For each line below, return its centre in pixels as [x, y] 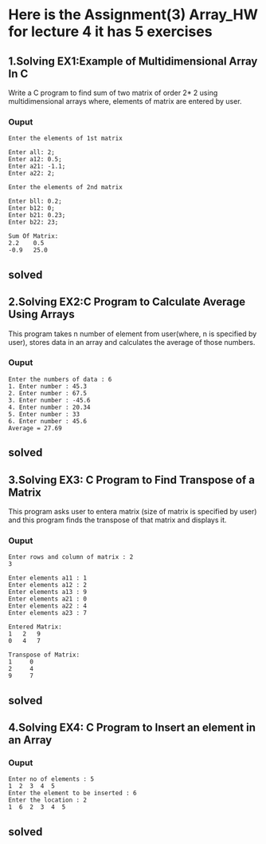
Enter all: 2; [32, 153]
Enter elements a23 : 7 [48, 613]
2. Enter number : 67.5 [48, 393]
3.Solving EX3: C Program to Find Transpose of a [132, 479]
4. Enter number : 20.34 [49, 407]
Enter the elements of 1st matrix [66, 139]
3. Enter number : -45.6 [49, 400]
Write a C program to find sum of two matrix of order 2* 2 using [113, 93]
